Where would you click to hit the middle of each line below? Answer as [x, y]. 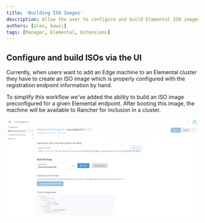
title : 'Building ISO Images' [45, 13]
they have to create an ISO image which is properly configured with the [96, 79]
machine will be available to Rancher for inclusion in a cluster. [84, 110]
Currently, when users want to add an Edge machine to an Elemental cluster [102, 73]
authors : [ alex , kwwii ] [37, 26]
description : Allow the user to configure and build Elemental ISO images [103, 19]
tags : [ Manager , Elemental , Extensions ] [59, 32]
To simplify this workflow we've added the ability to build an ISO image [95, 97]
